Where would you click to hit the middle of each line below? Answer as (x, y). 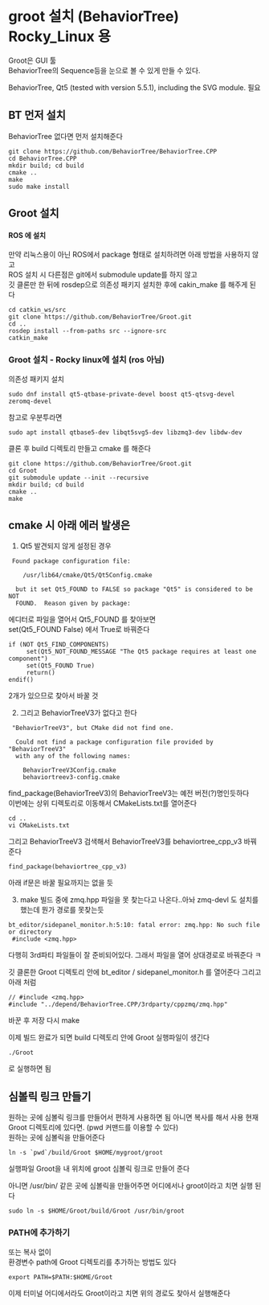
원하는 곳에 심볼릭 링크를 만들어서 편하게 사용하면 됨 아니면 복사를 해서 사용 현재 (134, 1118)
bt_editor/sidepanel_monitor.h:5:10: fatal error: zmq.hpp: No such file (134, 925)
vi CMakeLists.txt (39, 826)
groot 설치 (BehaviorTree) (94, 16)
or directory (30, 932)
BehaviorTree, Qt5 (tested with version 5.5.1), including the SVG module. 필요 (134, 87)
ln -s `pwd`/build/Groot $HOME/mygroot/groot (86, 1153)
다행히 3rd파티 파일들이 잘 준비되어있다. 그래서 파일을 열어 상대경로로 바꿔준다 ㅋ (135, 955)
